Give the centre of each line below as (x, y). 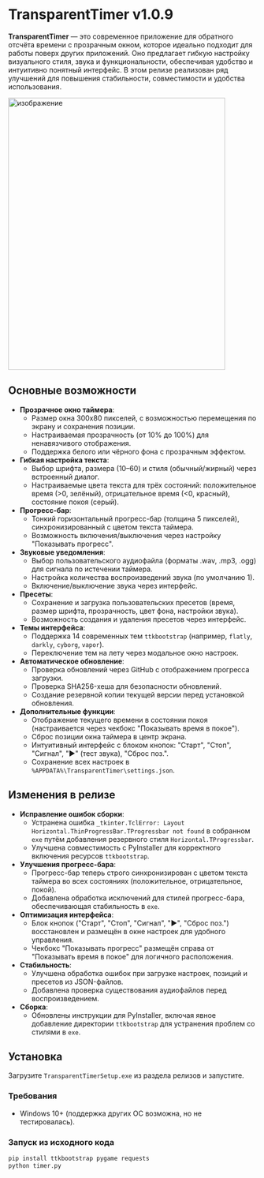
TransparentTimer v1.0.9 (91, 15)
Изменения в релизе (62, 795)
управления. (52, 940)
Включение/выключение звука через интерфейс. (114, 585)
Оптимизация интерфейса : (67, 914)
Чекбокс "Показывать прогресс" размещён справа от (123, 948)
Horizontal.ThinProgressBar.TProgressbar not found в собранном (141, 831)
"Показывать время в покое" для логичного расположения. (132, 956)
